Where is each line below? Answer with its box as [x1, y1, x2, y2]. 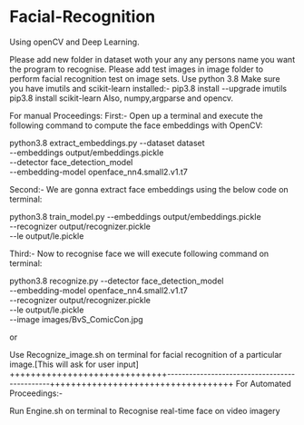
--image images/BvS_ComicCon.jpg [9, 313, 143, 324]
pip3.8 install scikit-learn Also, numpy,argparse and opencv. [9, 93, 234, 104]
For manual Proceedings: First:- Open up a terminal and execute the [9, 110, 263, 121]
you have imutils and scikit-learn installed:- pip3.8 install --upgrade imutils [9, 83, 288, 94]
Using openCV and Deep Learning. [9, 36, 140, 47]
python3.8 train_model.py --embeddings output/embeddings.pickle [9, 211, 261, 222]
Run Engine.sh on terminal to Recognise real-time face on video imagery [9, 405, 280, 416]
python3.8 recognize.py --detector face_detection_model [9, 275, 224, 286]
